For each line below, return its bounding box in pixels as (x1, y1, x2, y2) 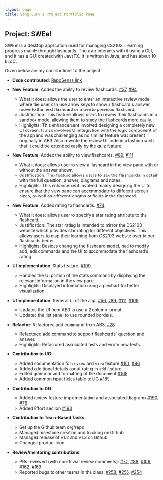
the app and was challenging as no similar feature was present (19, 132, 145, 138)
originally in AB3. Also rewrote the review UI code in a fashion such (19, 138, 154, 144)
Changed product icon (19, 440, 65, 446)
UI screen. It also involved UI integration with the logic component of (19, 128, 157, 133)
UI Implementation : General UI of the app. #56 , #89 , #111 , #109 (12, 298, 139, 304)
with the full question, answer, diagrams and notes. (19, 177, 122, 183)
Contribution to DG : (12, 386, 53, 392)
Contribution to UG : (12, 351, 53, 357)
